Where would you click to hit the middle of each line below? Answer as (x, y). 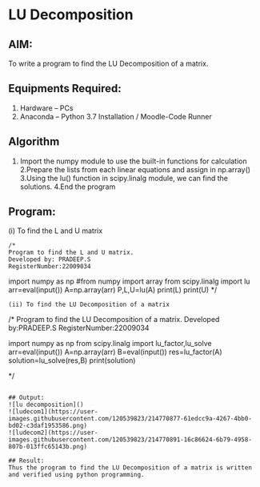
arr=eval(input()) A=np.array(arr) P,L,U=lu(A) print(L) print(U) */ (113, 290)
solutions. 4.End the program (68, 187)
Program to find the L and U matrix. (71, 253)
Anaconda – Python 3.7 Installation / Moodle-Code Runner (116, 116)
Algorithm (34, 142)
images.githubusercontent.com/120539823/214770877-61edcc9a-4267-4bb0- (130, 419)
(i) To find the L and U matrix (56, 231)
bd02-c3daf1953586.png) (48, 426)
